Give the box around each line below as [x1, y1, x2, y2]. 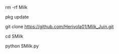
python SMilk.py [5, 43, 39, 49]
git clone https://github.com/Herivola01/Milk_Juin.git [5, 23, 114, 29]
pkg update [5, 14, 29, 19]
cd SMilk [5, 33, 24, 39]
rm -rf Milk [5, 4, 28, 10]
